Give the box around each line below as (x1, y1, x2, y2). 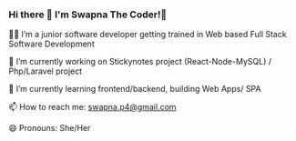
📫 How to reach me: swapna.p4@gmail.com (8, 102, 177, 113)
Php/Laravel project (8, 65, 83, 76)
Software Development (8, 38, 95, 49)
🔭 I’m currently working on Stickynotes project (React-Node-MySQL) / (8, 56, 272, 67)
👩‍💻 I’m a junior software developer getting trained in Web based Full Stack (8, 29, 288, 40)
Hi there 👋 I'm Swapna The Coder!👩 (8, 8, 168, 21)
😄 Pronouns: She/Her (8, 123, 91, 134)
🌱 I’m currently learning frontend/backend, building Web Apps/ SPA (8, 84, 261, 95)
